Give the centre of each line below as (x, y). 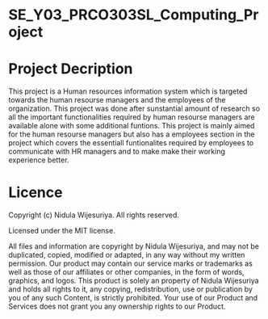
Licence (36, 193)
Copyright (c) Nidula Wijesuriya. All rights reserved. (94, 215)
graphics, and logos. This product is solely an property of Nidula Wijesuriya (134, 281)
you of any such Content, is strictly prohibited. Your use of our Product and (133, 298)
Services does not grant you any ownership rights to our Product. (117, 306)
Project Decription (71, 69)
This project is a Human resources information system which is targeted (128, 91)
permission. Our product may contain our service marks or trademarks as (130, 263)
